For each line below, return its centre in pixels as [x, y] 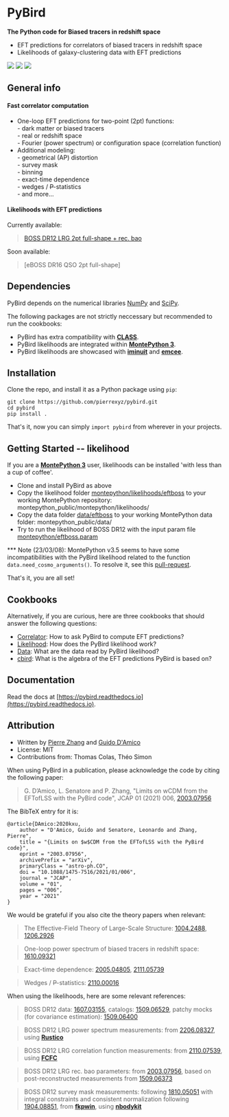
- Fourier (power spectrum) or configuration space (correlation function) [119, 143]
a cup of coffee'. [30, 473]
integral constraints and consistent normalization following [107, 1099]
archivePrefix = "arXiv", [57, 860]
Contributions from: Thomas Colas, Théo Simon [84, 756]
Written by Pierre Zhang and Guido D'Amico [79, 742]
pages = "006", [41, 890]
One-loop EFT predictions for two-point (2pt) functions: [96, 121]
